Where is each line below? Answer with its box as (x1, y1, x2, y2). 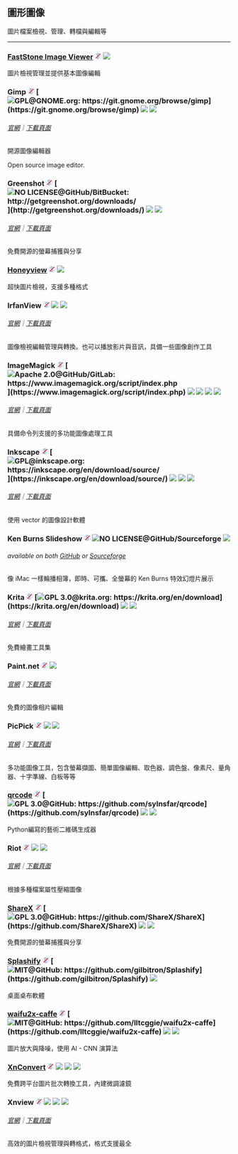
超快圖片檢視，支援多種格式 (7, 282, 89, 291)
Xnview (7, 1097, 34, 1107)
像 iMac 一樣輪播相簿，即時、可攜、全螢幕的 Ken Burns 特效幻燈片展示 (7, 574, 214, 583)
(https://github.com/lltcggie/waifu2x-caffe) (7, 1027, 162, 1037)
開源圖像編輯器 (7, 146, 51, 155)
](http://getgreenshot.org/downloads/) (7, 205, 145, 215)
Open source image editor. (7, 161, 85, 169)
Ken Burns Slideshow (7, 534, 83, 544)
